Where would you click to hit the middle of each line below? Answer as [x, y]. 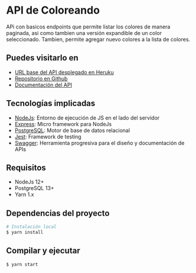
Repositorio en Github [41, 78]
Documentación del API [43, 85]
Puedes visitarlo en [42, 58]
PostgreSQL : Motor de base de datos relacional [72, 130]
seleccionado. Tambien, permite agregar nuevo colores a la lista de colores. [98, 39]
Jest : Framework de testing [48, 136]
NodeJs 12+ [29, 182]
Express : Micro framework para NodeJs [63, 124]
